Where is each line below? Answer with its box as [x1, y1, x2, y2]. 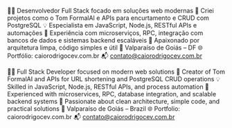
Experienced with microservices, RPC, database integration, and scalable [7, 90, 217, 98]
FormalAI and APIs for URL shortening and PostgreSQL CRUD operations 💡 [7, 75, 220, 83]
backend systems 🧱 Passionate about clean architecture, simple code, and [7, 97, 220, 105]
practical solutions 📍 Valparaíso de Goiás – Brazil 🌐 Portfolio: [7, 105, 180, 113]
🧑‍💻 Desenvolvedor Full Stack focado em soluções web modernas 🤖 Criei [7, 7, 215, 14]
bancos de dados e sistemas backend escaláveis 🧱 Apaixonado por [7, 36, 199, 44]
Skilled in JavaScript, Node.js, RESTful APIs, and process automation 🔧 [7, 83, 210, 91]
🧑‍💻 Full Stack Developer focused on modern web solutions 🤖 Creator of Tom [7, 67, 225, 76]
